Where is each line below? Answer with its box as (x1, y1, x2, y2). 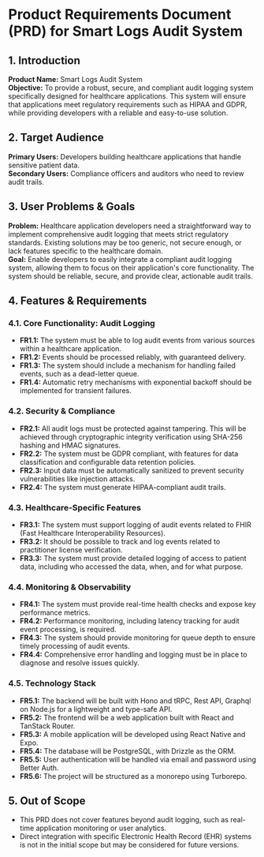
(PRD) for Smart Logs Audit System (8, 22, 243, 40)
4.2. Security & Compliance (8, 406, 116, 417)
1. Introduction (8, 54, 80, 67)
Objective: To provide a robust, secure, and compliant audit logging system (8, 83, 254, 92)
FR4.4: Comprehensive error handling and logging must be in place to (19, 649, 247, 660)
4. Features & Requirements (8, 294, 147, 308)
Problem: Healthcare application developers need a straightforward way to (8, 221, 251, 230)
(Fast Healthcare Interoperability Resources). (19, 528, 165, 537)
